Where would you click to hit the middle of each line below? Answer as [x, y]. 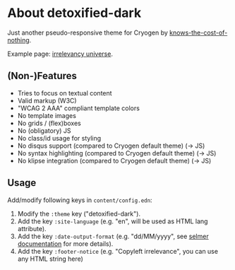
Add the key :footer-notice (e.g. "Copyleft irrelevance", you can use [118, 251]
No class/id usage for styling [59, 138]
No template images [47, 115]
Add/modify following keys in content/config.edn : [80, 200]
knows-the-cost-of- [198, 33]
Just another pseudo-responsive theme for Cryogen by [88, 33]
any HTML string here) [50, 259]
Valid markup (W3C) [47, 100]
